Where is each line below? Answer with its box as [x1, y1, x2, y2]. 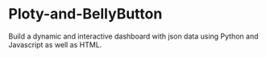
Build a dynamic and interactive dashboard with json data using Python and [8, 31, 260, 41]
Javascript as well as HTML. [8, 39, 102, 49]
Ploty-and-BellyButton [8, 5, 163, 23]
